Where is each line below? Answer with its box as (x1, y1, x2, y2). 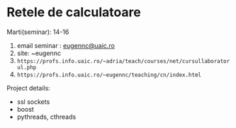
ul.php (16, 64, 37, 71)
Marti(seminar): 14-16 (6, 28, 69, 36)
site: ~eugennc (16, 49, 62, 57)
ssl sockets (16, 97, 50, 106)
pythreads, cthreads (16, 112, 77, 121)
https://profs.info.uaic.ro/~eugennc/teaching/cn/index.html (16, 71, 202, 78)
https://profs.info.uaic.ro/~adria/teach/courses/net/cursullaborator (16, 57, 230, 64)
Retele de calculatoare (6, 4, 141, 21)
